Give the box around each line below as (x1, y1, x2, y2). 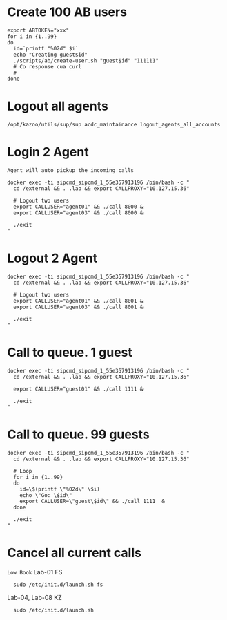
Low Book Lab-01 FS (7, 567, 63, 576)
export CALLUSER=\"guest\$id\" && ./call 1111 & (19, 498, 166, 505)
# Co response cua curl (13, 63, 81, 70)
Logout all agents (7, 98, 109, 114)
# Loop (13, 467, 32, 474)
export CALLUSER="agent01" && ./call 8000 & (13, 203, 144, 210)
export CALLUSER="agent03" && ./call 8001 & (13, 303, 144, 310)
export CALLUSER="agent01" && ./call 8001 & (13, 297, 144, 304)
